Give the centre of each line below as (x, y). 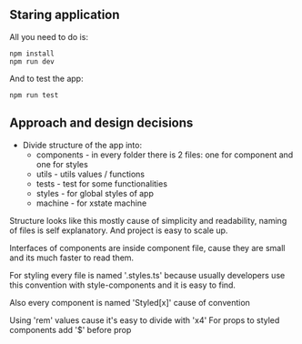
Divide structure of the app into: (82, 145)
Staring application (65, 15)
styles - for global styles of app (95, 193)
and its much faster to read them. (72, 258)
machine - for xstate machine (91, 203)
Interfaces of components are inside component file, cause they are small (147, 248)
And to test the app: (46, 78)
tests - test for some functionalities (102, 183)
